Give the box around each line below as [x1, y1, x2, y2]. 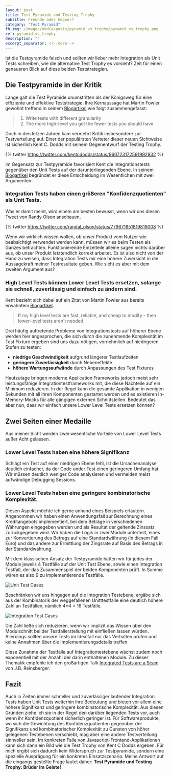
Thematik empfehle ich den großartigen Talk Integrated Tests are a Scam [5, 659, 159, 666]
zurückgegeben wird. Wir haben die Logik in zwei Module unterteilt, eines [5, 529, 160, 535]
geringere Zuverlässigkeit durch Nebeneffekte [12, 360, 112, 366]
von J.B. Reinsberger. [5, 665, 50, 671]
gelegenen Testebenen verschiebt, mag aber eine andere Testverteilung [5, 731, 157, 738]
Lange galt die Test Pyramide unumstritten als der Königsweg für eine [5, 94, 152, 100]
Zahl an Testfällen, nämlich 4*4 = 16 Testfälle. [5, 602, 102, 609]
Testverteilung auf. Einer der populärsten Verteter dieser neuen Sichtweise [5, 136, 162, 142]
